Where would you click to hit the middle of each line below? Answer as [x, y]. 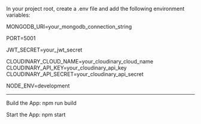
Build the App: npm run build [41, 103]
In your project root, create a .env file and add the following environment [95, 9]
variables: [18, 15]
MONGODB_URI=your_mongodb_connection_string [69, 27]
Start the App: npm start [36, 114]
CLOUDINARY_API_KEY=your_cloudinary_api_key [66, 68]
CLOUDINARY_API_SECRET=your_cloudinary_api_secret [75, 74]
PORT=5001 [21, 38]
